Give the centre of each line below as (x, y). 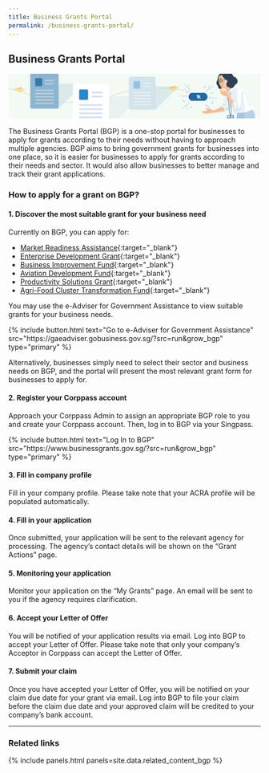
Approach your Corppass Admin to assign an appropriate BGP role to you (129, 415)
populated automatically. (49, 501)
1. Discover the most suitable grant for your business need (107, 214)
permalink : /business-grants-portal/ (71, 25)
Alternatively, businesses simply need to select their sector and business (128, 362)
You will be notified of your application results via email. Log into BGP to (127, 636)
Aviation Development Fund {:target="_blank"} (95, 273)
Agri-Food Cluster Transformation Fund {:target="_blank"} (115, 290)
